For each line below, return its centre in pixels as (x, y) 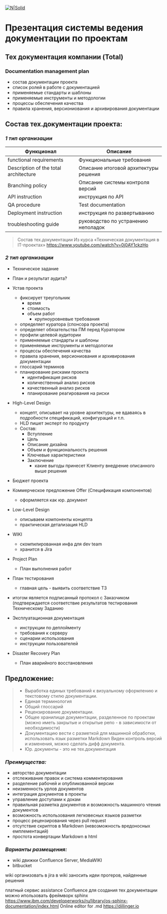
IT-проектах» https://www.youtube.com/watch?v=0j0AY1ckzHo (83, 245)
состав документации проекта (45, 82)
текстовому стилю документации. (61, 696)
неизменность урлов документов (48, 789)
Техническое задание (35, 268)
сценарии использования (47, 638)
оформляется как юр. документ (54, 500)
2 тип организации (29, 258)
